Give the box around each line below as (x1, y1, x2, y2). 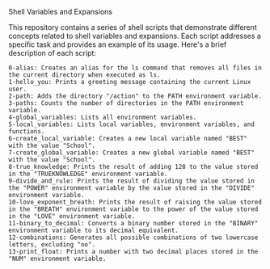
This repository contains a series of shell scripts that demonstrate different (8, 23, 257, 32)
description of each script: (8, 48, 97, 57)
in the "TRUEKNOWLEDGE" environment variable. (8, 170, 168, 178)
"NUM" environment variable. (8, 254, 107, 263)
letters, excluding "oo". (8, 241, 95, 249)
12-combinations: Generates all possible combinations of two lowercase (8, 233, 259, 242)
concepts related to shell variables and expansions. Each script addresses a (8, 32, 261, 40)
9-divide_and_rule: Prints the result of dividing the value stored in (8, 177, 255, 185)
